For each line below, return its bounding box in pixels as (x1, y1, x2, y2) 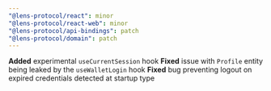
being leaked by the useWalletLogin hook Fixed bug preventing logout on (8, 65, 252, 75)
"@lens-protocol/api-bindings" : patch (8, 27, 139, 35)
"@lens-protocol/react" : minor (8, 11, 114, 20)
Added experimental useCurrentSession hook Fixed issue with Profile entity (8, 56, 264, 66)
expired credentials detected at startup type (8, 73, 155, 83)
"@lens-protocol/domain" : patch (8, 34, 117, 43)
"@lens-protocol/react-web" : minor (8, 19, 129, 27)
